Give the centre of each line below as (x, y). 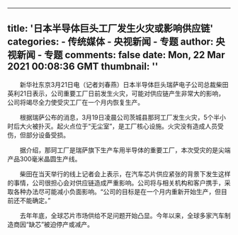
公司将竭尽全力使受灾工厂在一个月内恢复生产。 (75, 102)
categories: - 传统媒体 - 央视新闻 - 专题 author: (110, 42)
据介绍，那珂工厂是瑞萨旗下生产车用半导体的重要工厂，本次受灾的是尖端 (125, 150)
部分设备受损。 (47, 134)
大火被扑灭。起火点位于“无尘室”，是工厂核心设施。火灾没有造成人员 (119, 126)
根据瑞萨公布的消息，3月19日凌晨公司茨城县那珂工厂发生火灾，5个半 (120, 117)
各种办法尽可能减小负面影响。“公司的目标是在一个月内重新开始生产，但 (117, 191)
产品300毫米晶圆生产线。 (44, 159)
